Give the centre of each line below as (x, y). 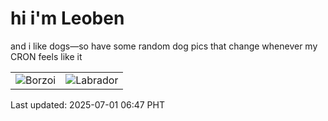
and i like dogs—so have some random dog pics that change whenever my (164, 46)
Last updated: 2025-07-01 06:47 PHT (87, 104)
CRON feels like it (46, 56)
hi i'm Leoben (67, 18)
